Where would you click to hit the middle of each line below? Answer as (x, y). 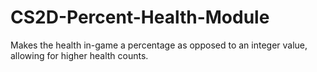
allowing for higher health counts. (79, 55)
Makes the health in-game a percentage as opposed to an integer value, (159, 45)
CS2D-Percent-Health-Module (140, 17)
